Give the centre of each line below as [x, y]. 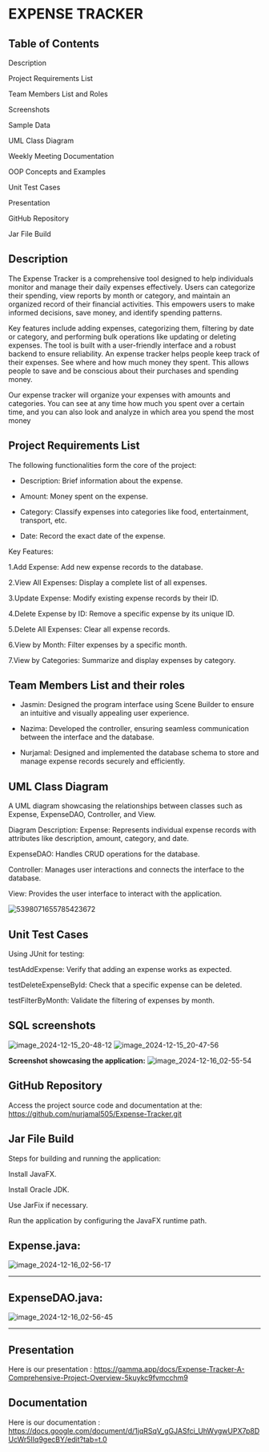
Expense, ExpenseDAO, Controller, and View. [82, 815]
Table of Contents [54, 44]
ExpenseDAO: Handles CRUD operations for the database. [104, 854]
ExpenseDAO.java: [56, 1297]
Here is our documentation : [54, 1422]
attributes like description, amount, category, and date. [99, 839]
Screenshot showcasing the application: [77, 1060]
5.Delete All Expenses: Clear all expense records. [89, 629]
